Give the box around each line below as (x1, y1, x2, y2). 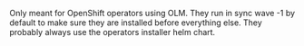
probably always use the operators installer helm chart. (9, 27, 216, 37)
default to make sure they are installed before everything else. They (9, 17, 263, 28)
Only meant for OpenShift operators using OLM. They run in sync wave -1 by (9, 8, 296, 18)
